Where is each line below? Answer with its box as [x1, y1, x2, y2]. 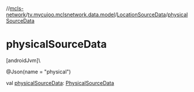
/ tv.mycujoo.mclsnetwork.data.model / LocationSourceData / [26, 11, 168, 18]
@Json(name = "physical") [6, 68, 71, 75]
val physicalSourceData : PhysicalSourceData [6, 79, 115, 86]
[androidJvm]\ [6, 56, 41, 63]
